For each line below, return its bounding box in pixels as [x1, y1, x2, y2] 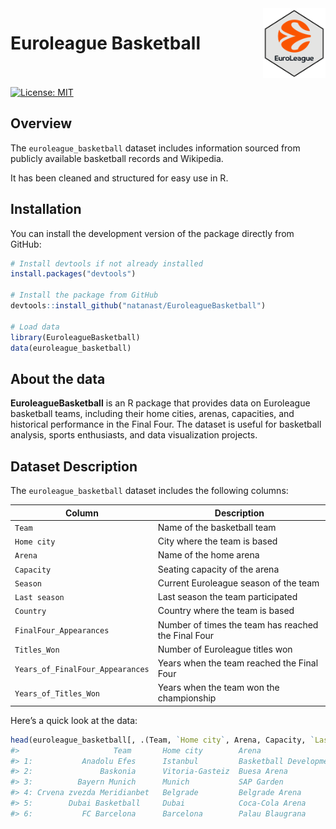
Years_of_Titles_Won [14, 688, 101, 699]
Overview [10, 115, 73, 132]
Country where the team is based [157, 605, 295, 617]
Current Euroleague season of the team [157, 577, 320, 589]
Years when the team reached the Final [157, 657, 319, 669]
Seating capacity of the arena [157, 563, 280, 575]
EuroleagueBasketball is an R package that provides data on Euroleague [10, 397, 311, 409]
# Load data [10, 322, 60, 332]
